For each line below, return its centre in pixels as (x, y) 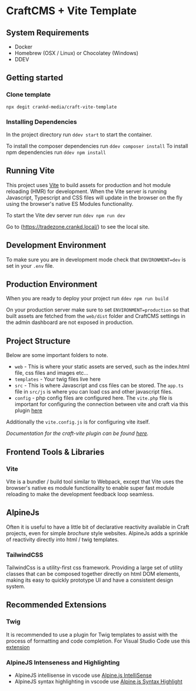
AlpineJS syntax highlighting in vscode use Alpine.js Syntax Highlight (98, 682)
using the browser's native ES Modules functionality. (70, 204)
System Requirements (48, 33)
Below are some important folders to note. (57, 355)
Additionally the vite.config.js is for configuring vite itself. (78, 422)
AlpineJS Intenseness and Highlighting (63, 662)
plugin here (28, 411)
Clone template (29, 94)
